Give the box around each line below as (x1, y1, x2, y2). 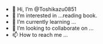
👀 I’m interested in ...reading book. (11, 12, 98, 19)
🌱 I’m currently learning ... (11, 18, 76, 25)
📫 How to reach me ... (11, 32, 68, 38)
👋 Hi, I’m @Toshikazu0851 (11, 6, 76, 12)
